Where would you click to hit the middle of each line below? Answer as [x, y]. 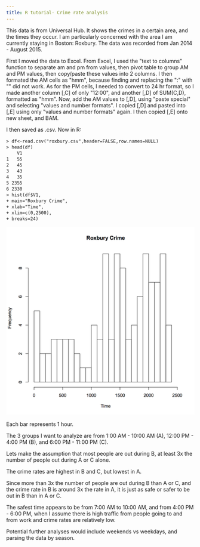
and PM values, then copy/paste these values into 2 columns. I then [89, 73]
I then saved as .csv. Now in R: [44, 129]
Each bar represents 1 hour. [40, 424]
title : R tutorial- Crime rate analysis [57, 13]
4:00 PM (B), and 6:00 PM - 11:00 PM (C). [57, 442]
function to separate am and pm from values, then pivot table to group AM [98, 67]
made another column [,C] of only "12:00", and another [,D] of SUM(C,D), [96, 92]
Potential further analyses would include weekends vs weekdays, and [92, 531]
